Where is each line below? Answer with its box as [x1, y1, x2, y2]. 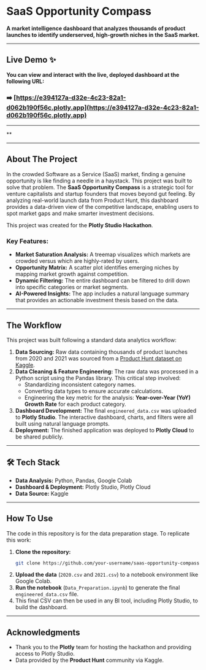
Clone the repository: [15, 548, 71, 555]
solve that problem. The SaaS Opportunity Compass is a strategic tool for [6, 183, 194, 191]
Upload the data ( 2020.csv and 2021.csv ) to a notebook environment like [15, 571, 199, 578]
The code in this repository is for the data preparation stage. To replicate [6, 529, 190, 537]
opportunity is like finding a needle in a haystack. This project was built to [6, 177, 193, 184]
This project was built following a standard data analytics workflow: [6, 336, 177, 343]
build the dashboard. [15, 604, 68, 611]
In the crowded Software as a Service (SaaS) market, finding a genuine [6, 170, 186, 177]
